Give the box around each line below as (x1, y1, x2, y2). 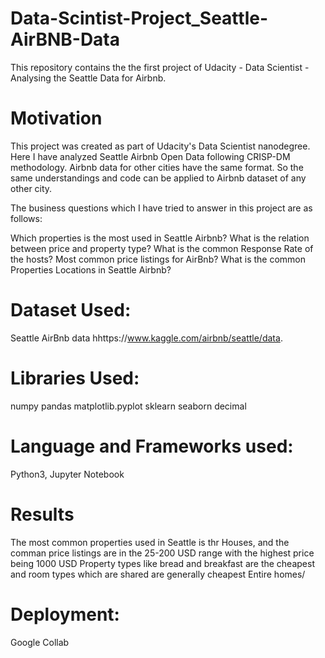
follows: (10, 212, 43, 224)
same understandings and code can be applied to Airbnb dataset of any (10, 172, 307, 184)
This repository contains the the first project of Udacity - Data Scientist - (10, 61, 310, 73)
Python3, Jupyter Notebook (10, 468, 125, 480)
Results (10, 503, 75, 526)
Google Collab (10, 636, 70, 648)
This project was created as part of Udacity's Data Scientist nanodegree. (10, 140, 311, 152)
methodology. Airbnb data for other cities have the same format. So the (10, 161, 304, 173)
